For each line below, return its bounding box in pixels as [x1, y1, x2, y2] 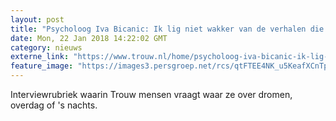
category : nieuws [10, 42, 83, 53]
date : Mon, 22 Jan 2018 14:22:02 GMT [10, 33, 168, 43]
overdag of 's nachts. [10, 99, 98, 111]
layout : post [10, 14, 65, 25]
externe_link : [10, 52, 70, 62]
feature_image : [10, 61, 74, 71]
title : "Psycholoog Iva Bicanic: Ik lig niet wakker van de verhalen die [10, 24, 325, 34]
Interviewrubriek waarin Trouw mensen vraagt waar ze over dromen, [10, 89, 293, 100]
